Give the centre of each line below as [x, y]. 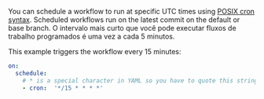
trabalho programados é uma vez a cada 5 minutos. [92, 36]
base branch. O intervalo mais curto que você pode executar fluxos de [123, 28]
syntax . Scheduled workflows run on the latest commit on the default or [124, 20]
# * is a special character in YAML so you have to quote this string [140, 81]
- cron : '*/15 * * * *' [63, 88]
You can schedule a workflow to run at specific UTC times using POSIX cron [132, 11]
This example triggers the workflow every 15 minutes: [95, 51]
